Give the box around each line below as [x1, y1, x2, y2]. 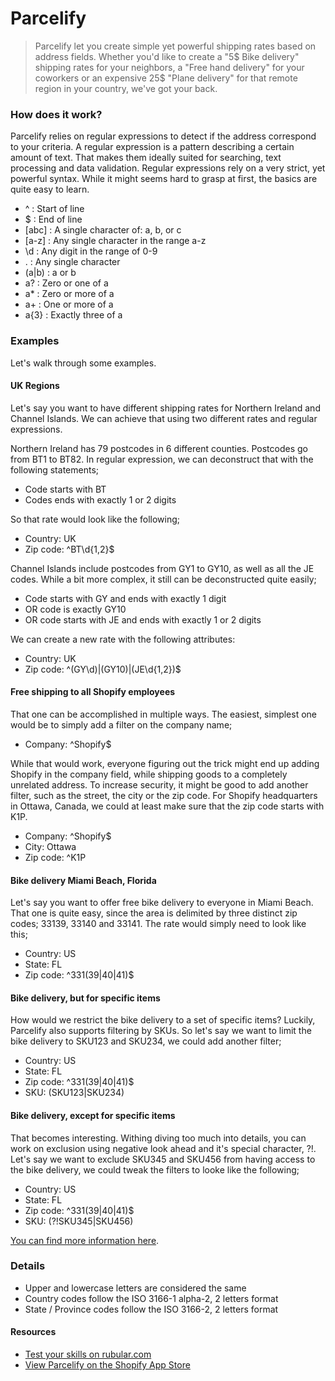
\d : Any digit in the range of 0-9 [24, 245, 158, 257]
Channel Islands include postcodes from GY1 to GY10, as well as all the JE [10, 562, 315, 574]
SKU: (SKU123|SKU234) [24, 1087, 125, 1099]
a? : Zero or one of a [24, 277, 109, 289]
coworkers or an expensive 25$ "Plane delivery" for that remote [34, 72, 298, 84]
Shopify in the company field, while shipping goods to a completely [10, 768, 288, 780]
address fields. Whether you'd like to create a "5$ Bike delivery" [34, 50, 300, 62]
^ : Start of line [24, 203, 85, 215]
